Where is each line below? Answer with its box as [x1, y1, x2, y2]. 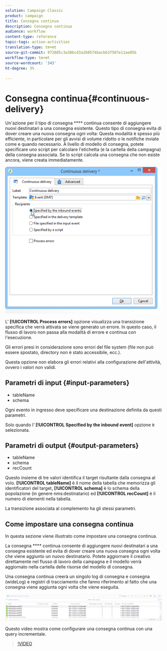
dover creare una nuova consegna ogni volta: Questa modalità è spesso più [5, 131, 160, 137]
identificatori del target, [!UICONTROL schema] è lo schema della [5, 485, 140, 491]
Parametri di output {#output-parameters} [5, 441, 139, 450]
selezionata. [5, 427, 30, 433]
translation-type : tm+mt [5, 45, 57, 50]
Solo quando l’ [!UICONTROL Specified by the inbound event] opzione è [5, 422, 155, 428]
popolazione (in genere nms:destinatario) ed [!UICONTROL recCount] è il [5, 490, 156, 497]
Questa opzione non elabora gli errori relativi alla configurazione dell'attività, [5, 359, 162, 365]
